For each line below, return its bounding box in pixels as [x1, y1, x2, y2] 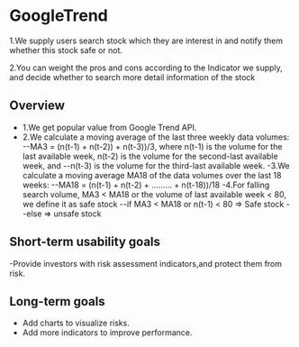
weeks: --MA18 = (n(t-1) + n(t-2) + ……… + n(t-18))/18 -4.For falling [22, 179, 270, 190]
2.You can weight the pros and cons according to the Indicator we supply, [9, 62, 284, 73]
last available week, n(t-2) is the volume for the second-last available [22, 151, 278, 161]
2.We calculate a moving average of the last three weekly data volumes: [22, 132, 290, 142]
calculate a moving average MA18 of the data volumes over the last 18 [22, 169, 282, 180]
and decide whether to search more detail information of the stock [9, 71, 256, 82]
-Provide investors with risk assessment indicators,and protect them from [9, 258, 282, 269]
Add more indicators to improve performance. [22, 327, 193, 338]
